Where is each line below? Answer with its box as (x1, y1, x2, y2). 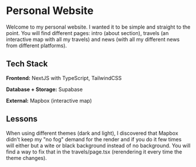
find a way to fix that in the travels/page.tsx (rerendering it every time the (6, 148, 183, 155)
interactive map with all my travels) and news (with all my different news (6, 36, 180, 43)
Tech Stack (6, 59, 48, 69)
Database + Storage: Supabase (6, 86, 83, 93)
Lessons (6, 114, 38, 124)
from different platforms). (6, 42, 67, 49)
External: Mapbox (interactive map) (6, 97, 92, 104)
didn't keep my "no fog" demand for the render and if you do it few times (6, 135, 182, 142)
